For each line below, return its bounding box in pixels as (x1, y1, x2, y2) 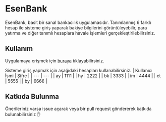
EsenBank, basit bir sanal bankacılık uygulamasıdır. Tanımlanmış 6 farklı (5, 19, 151, 25)
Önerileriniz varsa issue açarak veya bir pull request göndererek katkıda (5, 106, 152, 112)
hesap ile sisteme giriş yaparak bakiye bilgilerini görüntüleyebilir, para (5, 24, 147, 30)
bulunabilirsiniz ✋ (5, 111, 41, 117)
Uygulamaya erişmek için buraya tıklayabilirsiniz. (5, 58, 105, 64)
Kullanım (5, 44, 33, 53)
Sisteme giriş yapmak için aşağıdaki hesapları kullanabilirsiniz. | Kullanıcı (5, 67, 153, 73)
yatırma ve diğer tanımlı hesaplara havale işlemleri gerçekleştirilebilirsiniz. (5, 30, 155, 36)
